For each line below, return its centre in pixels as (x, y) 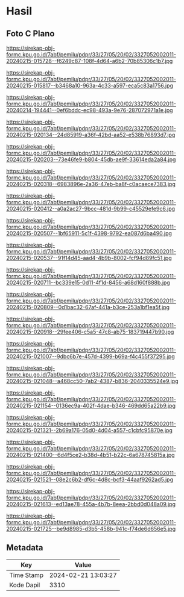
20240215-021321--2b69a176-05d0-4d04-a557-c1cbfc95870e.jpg (90, 430)
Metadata (25, 548)
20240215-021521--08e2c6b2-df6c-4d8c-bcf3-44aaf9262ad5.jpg (90, 479)
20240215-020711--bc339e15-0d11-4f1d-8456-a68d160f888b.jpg (88, 282)
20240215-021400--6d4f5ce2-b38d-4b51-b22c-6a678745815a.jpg (90, 455)
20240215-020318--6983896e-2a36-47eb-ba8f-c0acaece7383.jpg (91, 184)
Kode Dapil (25, 585)
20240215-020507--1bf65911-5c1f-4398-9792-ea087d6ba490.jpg (89, 233)
